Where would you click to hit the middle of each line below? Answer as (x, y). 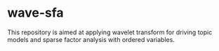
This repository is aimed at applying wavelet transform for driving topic (110, 32)
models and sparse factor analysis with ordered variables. (91, 39)
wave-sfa (36, 13)
